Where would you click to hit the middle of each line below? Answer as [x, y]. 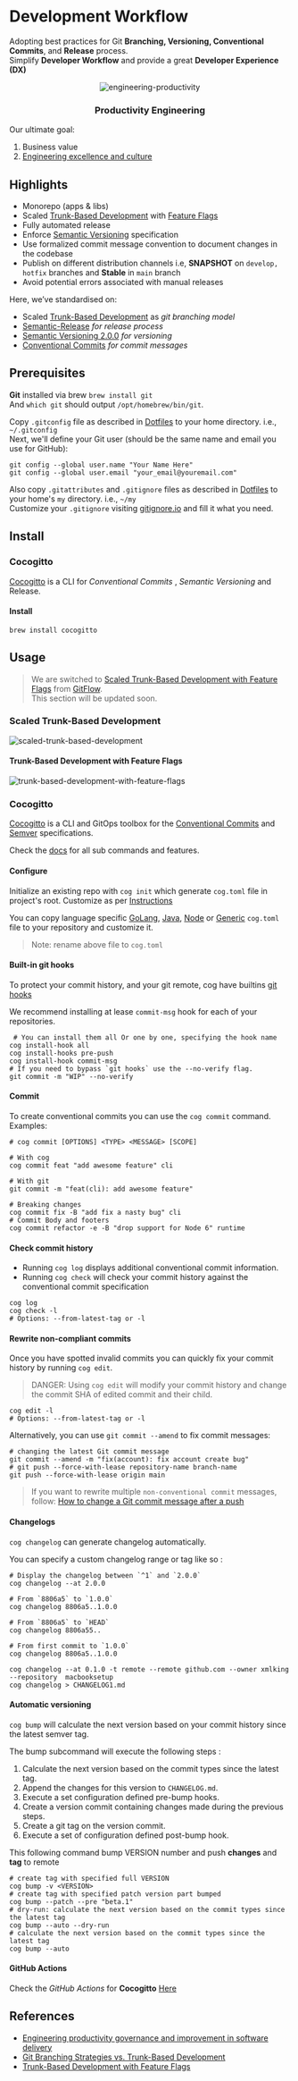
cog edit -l [31, 1411]
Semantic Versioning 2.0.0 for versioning [97, 336]
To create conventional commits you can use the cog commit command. [140, 1116]
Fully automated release [66, 225]
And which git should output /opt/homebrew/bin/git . [107, 404]
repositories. [33, 1021]
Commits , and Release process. [69, 50]
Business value [50, 147]
